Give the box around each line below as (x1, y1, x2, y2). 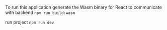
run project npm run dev (5, 19, 54, 25)
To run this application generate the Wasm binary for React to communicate (5, 4, 162, 10)
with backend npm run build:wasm (5, 9, 75, 15)
